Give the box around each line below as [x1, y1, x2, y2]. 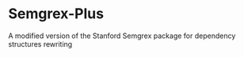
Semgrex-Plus [8, 5, 105, 23]
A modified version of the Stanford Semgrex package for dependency [8, 31, 236, 40]
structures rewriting [8, 39, 73, 48]
